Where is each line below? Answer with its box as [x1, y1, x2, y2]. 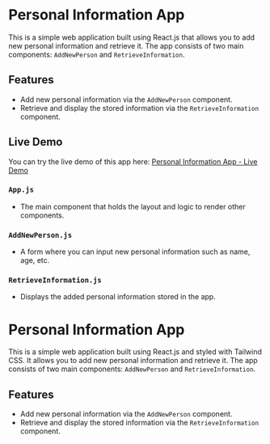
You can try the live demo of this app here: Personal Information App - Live [8, 156, 258, 167]
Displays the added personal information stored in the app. [19, 292, 216, 302]
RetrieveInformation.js [8, 276, 103, 285]
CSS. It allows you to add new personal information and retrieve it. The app [8, 356, 259, 366]
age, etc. [19, 256, 50, 265]
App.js [8, 185, 35, 195]
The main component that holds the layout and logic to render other [19, 201, 246, 211]
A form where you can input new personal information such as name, [19, 247, 251, 256]
